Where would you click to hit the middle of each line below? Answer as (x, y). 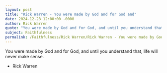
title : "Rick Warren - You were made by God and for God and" (71, 14)
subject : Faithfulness (29, 33)
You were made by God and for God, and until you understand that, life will (82, 51)
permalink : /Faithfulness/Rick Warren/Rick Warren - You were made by (80, 37)
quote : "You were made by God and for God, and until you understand (79, 28)
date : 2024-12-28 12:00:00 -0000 (40, 19)
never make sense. (25, 56)
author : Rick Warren (27, 23)
